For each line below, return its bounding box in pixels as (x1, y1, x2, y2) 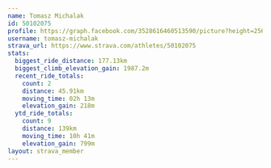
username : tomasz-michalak (7, 34, 99, 43)
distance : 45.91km (22, 86, 84, 95)
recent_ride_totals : (15, 72, 84, 80)
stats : (7, 49, 30, 57)
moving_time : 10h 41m (22, 132, 95, 140)
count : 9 (22, 117, 52, 125)
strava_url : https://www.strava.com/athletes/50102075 (7, 42, 197, 50)
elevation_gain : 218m (22, 102, 95, 110)
